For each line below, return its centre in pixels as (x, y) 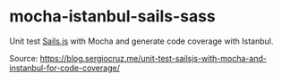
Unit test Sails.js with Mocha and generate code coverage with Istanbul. (141, 41)
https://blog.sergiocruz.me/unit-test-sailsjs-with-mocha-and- (153, 58)
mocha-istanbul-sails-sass (113, 16)
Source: (24, 58)
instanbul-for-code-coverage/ (65, 68)
